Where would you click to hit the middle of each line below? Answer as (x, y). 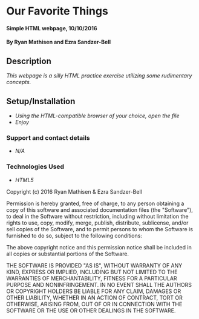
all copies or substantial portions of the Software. (67, 254)
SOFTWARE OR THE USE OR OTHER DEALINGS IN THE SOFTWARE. (91, 311)
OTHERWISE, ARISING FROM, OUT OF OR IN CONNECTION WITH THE (94, 304)
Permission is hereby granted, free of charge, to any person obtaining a (95, 203)
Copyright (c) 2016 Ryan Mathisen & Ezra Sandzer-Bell (74, 191)
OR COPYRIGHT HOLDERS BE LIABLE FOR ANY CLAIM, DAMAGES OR (94, 291)
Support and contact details (48, 137)
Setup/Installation (41, 101)
